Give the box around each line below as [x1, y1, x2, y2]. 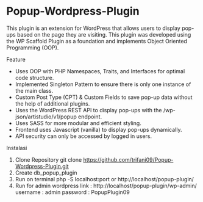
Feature [6, 56, 26, 63]
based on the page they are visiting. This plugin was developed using [17, 31, 191, 38]
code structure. [15, 74, 54, 81]
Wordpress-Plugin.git [15, 162, 69, 170]
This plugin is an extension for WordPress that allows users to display [6, 24, 181, 32]
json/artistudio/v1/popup [15, 113, 77, 120]
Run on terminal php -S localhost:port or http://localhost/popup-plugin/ [15, 175, 194, 182]
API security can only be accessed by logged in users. [15, 132, 152, 140]
